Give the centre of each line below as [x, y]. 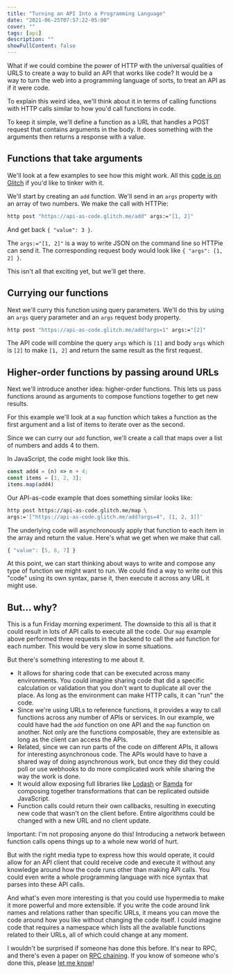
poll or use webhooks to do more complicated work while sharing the [116, 769]
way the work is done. [49, 776]
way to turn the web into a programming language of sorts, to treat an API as [116, 80]
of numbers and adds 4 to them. [53, 446]
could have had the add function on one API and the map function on [113, 725]
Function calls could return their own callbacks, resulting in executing [116, 806]
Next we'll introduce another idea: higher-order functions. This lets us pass [114, 389]
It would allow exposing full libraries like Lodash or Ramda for [105, 784]
